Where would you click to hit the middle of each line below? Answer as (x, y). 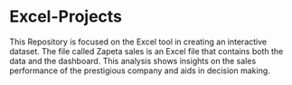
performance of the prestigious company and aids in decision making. (140, 71)
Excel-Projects (66, 17)
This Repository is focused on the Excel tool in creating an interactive (138, 42)
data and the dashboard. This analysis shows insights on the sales (133, 61)
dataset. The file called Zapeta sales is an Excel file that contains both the (146, 51)
